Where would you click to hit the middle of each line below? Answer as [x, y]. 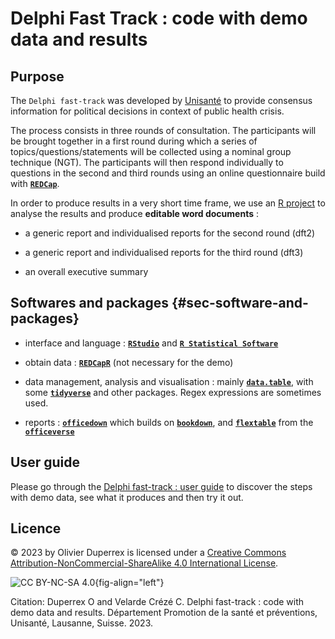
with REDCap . [35, 183]
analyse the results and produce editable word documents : [135, 213]
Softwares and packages [89, 303]
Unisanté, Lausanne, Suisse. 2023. [81, 623]
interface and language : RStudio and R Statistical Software [151, 343]
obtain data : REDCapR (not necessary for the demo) [129, 362]
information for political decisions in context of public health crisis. [147, 111]
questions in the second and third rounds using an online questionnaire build [168, 173]
